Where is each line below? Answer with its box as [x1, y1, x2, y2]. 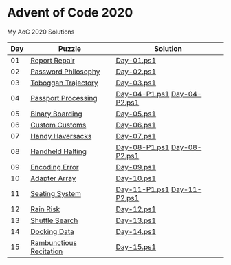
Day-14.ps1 [115, 226, 157, 236]
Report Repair [30, 55, 76, 65]
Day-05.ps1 [115, 109, 157, 118]
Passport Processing [30, 93, 98, 103]
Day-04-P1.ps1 [115, 89, 170, 98]
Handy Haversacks [30, 131, 92, 140]
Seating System [30, 189, 81, 198]
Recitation [30, 246, 63, 256]
